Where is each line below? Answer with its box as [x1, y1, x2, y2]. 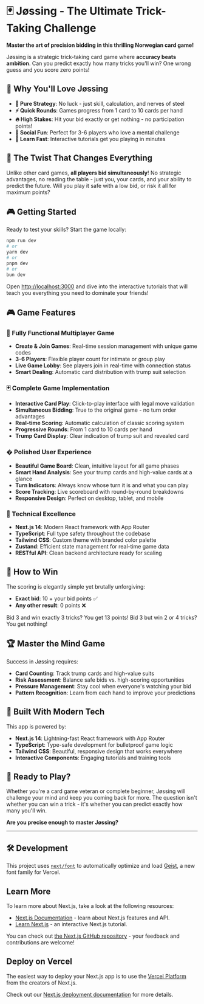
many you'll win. [6, 807, 47, 814]
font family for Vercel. [6, 868, 61, 876]
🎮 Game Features [6, 307, 76, 317]
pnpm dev [6, 260, 29, 266]
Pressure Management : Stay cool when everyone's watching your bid [15, 682, 191, 690]
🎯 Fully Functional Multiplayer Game [6, 328, 115, 337]
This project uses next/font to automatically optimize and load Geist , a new [6, 862, 195, 870]
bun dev [6, 271, 26, 278]
